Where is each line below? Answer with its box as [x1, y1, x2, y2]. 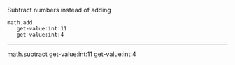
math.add [7, 19, 33, 26]
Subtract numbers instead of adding [7, 6, 112, 14]
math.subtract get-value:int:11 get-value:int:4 [7, 50, 136, 58]
